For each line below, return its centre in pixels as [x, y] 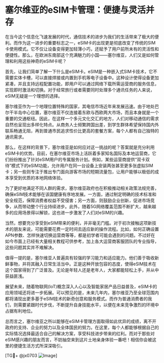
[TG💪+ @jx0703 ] [31, 355]
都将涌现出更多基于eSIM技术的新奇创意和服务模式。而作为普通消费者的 [76, 299]
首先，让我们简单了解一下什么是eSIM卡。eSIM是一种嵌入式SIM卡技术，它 [79, 71]
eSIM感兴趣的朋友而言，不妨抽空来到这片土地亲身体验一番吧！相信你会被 [79, 340]
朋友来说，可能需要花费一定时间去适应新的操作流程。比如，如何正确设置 [86, 229]
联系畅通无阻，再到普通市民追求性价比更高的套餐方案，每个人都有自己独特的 [82, 130]
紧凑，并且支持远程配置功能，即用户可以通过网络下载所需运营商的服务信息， [82, 84]
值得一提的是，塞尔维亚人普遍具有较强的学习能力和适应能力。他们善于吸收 [80, 257]
